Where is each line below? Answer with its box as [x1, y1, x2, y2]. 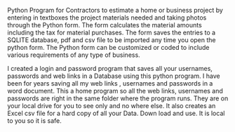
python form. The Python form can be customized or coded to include [7, 44, 210, 51]
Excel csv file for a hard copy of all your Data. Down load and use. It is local [7, 109, 225, 117]
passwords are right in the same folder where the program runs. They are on [7, 94, 229, 103]
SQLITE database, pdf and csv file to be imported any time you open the [7, 36, 216, 44]
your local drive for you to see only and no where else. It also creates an [7, 102, 216, 110]
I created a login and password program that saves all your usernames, [7, 65, 213, 72]
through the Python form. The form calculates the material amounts [7, 21, 202, 29]
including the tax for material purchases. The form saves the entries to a [7, 28, 216, 37]
